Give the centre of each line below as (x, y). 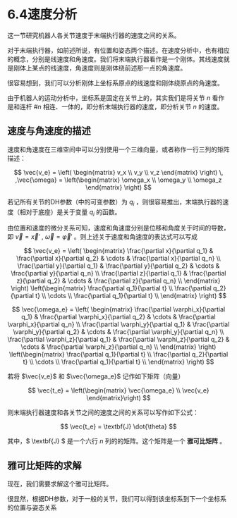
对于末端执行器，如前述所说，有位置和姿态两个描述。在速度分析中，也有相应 (119, 50)
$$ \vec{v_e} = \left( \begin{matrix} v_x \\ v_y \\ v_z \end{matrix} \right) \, (119, 172)
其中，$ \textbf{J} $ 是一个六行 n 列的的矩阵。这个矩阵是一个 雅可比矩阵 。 (117, 441)
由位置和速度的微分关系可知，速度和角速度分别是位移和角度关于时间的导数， (119, 228)
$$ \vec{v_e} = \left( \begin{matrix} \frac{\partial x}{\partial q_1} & (119, 251)
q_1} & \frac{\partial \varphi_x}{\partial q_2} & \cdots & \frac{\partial (119, 317)
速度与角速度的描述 (49, 131)
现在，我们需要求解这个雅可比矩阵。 (60, 484)
